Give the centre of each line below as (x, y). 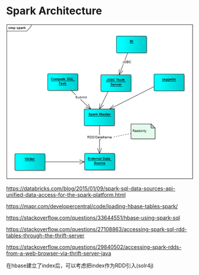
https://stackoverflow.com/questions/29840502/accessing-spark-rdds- (94, 247)
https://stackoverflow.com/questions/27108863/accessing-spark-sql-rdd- (97, 229)
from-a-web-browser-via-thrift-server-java (59, 253)
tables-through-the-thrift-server (45, 235)
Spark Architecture (54, 11)
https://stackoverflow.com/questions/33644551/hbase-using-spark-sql (93, 218)
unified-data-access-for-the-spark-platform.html (66, 194)
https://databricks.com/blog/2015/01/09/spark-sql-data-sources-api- (91, 188)
